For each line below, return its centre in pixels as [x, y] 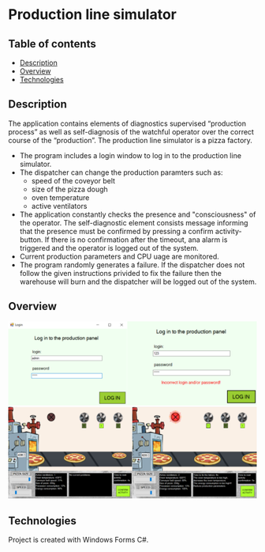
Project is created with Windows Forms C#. [78, 540]
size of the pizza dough [69, 189]
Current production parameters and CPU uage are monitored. [119, 256]
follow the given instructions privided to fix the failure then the [121, 273]
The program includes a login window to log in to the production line [131, 155]
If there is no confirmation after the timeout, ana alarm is [136, 240]
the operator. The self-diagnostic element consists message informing [134, 222]
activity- [229, 231]
